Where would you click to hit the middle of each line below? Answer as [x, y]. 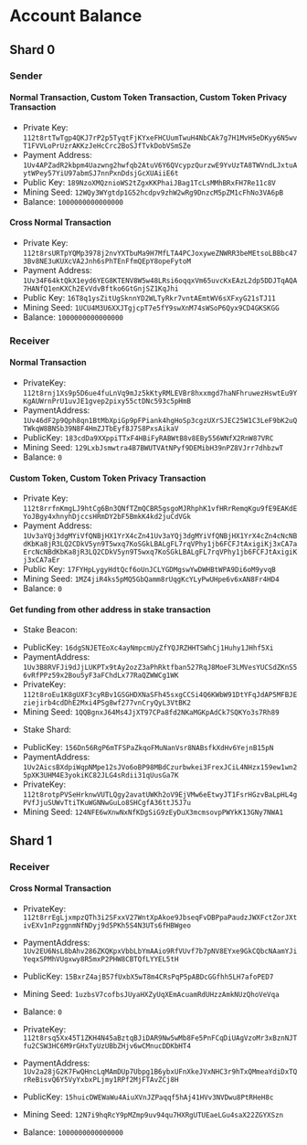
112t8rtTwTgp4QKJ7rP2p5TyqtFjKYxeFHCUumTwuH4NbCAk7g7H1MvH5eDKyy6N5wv [160, 138]
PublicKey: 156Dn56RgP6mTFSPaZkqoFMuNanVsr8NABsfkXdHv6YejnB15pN [148, 747]
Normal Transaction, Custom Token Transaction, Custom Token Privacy [148, 98]
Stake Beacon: [50, 630]
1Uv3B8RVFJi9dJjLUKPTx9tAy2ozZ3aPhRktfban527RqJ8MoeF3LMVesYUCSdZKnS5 [160, 668]
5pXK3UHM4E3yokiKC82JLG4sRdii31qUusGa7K [101, 776]
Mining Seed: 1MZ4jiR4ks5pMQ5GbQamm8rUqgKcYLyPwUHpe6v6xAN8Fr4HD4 [151, 579]
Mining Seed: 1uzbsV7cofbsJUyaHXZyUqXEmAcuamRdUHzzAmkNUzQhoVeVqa [151, 993]
